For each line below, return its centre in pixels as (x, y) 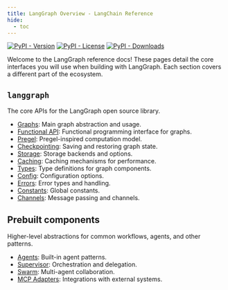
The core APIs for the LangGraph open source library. (84, 111)
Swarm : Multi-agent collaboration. (66, 272)
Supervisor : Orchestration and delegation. (77, 264)
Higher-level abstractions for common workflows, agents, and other (104, 236)
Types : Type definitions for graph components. (84, 169)
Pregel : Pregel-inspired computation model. (79, 139)
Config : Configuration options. (60, 176)
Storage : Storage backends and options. (75, 154)
